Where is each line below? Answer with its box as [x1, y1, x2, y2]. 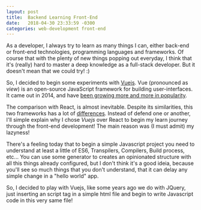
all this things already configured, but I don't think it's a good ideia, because [6, 160, 194, 167]
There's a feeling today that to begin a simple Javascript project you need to [6, 140, 195, 148]
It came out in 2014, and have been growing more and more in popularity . [6, 92, 187, 99]
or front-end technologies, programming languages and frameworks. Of [6, 49, 184, 56]
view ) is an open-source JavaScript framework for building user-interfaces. [6, 85, 193, 93]
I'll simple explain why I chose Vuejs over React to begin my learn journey [6, 116, 188, 124]
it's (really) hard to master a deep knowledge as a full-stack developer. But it [6, 61, 196, 68]
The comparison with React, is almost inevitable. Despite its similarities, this [6, 103, 193, 111]
